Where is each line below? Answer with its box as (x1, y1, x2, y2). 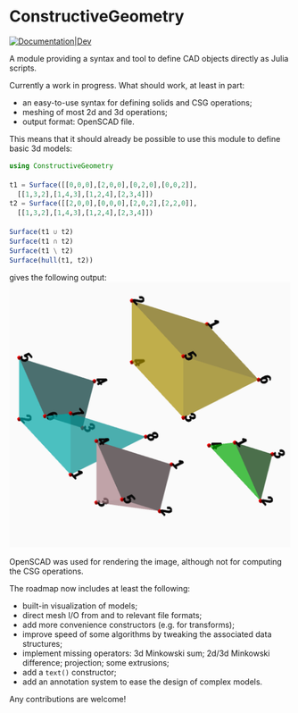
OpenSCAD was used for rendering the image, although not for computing (9, 557, 283, 567)
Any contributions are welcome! (9, 694, 127, 705)
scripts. (9, 63, 37, 73)
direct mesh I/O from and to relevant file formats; (21, 610, 203, 621)
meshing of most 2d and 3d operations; (21, 106, 168, 117)
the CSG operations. (9, 566, 84, 577)
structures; (21, 639, 62, 650)
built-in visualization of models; (21, 600, 138, 611)
